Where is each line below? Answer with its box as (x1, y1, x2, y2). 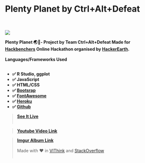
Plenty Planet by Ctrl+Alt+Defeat (5, 3, 140, 15)
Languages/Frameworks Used (5, 56, 67, 62)
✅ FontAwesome (12, 93, 47, 98)
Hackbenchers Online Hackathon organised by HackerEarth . (5, 46, 130, 52)
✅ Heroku (12, 98, 32, 104)
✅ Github (12, 103, 31, 110)
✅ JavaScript (12, 76, 40, 82)
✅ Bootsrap (12, 87, 36, 93)
